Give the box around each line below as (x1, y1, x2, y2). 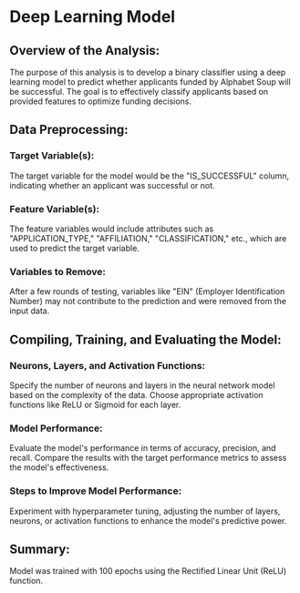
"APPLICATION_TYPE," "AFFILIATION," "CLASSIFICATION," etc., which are (9, 232, 287, 243)
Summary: (9, 541, 70, 557)
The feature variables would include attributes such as (9, 223, 214, 234)
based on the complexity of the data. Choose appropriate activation (9, 389, 264, 400)
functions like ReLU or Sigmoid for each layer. (9, 399, 181, 410)
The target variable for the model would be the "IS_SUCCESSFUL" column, (9, 170, 290, 181)
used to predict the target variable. (9, 242, 140, 253)
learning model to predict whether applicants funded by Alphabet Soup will (9, 77, 292, 87)
